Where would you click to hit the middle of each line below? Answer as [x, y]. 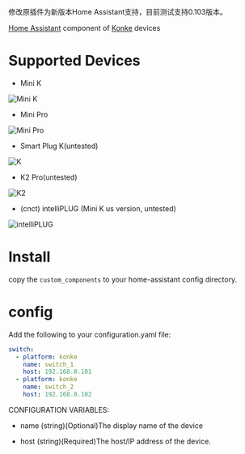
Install [30, 257]
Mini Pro [34, 114]
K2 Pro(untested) [49, 177]
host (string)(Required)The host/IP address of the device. [116, 441]
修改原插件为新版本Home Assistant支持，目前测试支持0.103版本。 [118, 12]
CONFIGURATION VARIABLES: [59, 409]
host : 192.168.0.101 [57, 372]
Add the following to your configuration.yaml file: [90, 334]
